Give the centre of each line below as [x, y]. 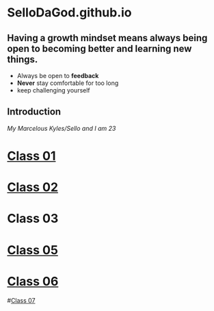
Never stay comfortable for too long [68, 83]
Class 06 [33, 281]
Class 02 [33, 187]
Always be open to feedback [58, 76]
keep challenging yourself [53, 90]
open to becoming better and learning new [99, 48]
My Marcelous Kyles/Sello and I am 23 [62, 128]
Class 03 [33, 219]
